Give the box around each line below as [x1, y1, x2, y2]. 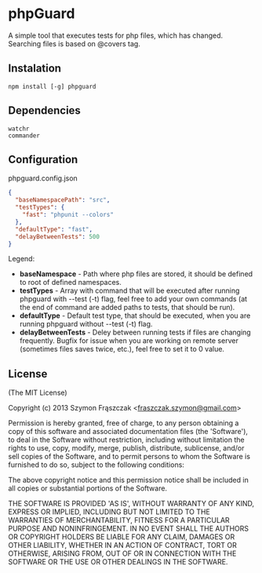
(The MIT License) [8, 388, 68, 397]
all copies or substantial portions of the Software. [8, 484, 167, 493]
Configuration [8, 152, 78, 166]
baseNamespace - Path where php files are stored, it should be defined [19, 269, 253, 279]
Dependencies [8, 104, 81, 118]
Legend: [8, 254, 35, 264]
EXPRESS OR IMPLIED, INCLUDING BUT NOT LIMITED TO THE [8, 507, 210, 516]
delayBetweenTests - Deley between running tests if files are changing [19, 327, 251, 338]
